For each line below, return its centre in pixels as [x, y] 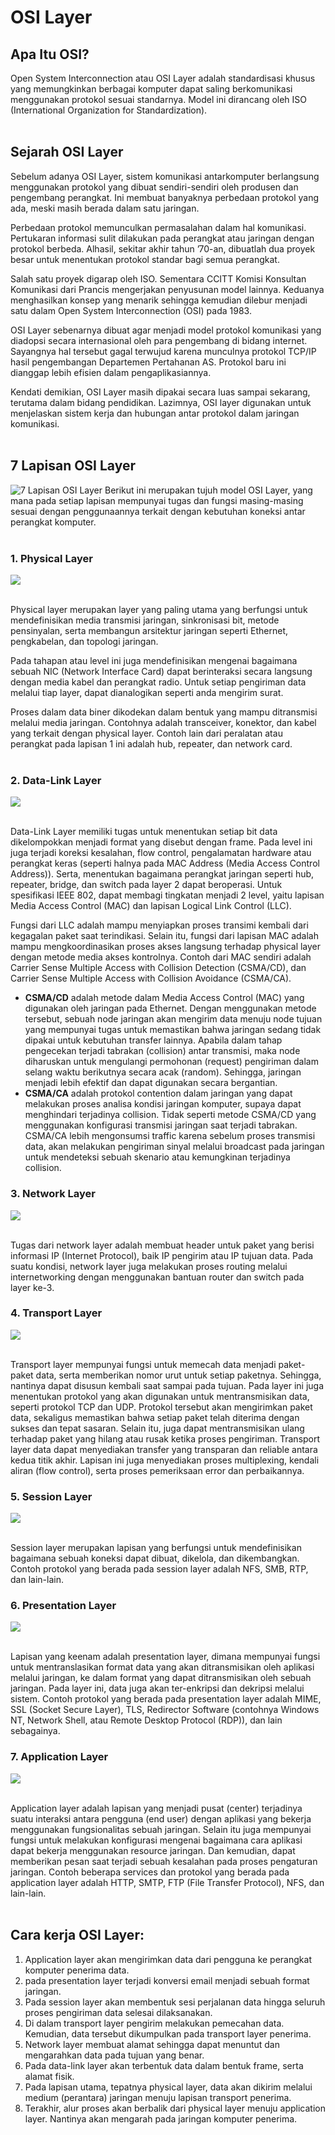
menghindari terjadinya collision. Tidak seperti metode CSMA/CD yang [170, 1115]
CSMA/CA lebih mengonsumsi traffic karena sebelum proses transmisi [170, 1136]
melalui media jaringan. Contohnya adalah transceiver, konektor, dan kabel [163, 722]
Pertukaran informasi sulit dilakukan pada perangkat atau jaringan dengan [162, 238]
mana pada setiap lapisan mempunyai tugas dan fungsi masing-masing [157, 500]
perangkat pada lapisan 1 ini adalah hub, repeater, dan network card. [151, 743]
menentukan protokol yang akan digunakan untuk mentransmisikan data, [160, 1396]
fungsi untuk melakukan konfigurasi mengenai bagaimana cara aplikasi [156, 1840]
